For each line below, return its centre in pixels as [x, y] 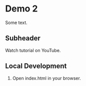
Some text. [16, 22]
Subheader [23, 38]
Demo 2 [21, 9]
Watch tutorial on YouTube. [33, 50]
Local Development [36, 66]
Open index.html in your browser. [46, 78]
